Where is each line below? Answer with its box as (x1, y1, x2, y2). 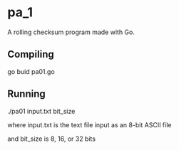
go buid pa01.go (7, 67, 55, 75)
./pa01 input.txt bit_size (7, 107, 76, 115)
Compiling (7, 48, 55, 60)
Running (7, 88, 46, 100)
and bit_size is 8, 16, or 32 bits (7, 134, 96, 143)
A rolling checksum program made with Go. (7, 28, 135, 36)
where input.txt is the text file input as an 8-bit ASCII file (7, 120, 172, 129)
